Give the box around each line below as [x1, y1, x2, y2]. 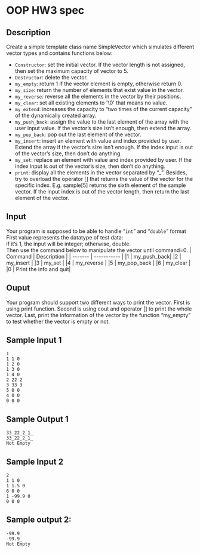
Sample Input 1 [6, 335, 62, 345]
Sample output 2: [6, 515, 72, 525]
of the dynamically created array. [14, 112, 97, 119]
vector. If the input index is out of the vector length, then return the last [14, 188, 189, 195]
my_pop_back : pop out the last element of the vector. [14, 131, 141, 138]
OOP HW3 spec [6, 4, 85, 17]
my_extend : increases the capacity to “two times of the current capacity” [14, 106, 192, 112]
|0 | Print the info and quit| [6, 265, 71, 272]
